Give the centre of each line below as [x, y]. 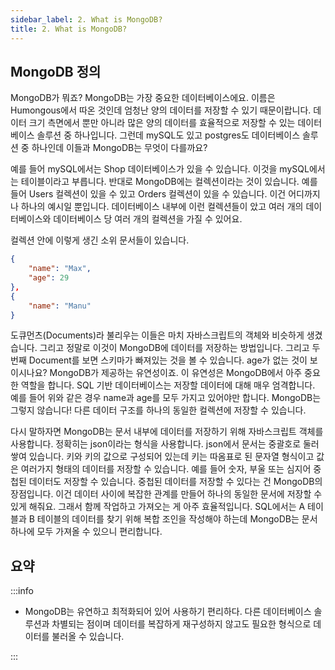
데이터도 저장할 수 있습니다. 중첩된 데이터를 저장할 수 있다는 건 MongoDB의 [175, 482]
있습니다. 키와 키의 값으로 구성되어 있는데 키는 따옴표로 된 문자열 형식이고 [171, 457]
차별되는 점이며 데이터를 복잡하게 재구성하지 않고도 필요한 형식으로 [181, 624]
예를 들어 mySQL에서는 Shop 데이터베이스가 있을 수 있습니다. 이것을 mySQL [160, 169]
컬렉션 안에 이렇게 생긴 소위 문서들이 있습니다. [100, 240]
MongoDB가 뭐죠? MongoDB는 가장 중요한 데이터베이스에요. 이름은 [143, 98]
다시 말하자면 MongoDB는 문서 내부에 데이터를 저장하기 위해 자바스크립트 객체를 [167, 432]
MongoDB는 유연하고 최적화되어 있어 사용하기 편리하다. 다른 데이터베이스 [168, 612]
